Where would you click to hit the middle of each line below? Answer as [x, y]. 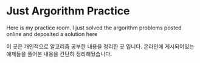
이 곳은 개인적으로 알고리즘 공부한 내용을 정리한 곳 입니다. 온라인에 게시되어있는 [100, 46]
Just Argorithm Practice [68, 11]
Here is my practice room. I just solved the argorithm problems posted [94, 28]
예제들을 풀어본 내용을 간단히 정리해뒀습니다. [59, 54]
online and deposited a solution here [52, 34]
